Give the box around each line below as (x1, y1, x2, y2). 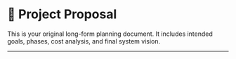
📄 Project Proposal (7, 6, 117, 22)
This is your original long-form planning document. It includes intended (7, 29, 213, 38)
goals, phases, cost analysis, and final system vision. (7, 37, 160, 45)
